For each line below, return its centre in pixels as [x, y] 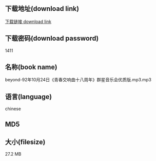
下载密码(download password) [52, 38]
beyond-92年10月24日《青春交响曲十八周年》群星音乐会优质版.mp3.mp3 [78, 80]
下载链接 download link [28, 22]
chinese [13, 109]
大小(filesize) [25, 142]
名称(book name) [31, 67]
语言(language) [29, 97]
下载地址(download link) [42, 9]
